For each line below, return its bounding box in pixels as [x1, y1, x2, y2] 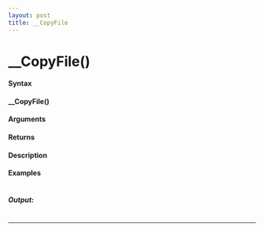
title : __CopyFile [8, 19, 68, 27]
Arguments [8, 114, 46, 124]
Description [8, 150, 48, 160]
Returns [8, 132, 35, 142]
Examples [8, 168, 42, 178]
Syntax [8, 79, 32, 88]
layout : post [8, 11, 51, 20]
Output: [8, 195, 35, 204]
